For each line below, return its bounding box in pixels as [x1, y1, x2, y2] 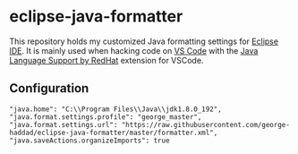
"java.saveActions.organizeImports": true [9, 136, 170, 145]
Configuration [9, 81, 89, 96]
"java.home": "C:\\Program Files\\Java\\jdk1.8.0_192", [9, 105, 222, 114]
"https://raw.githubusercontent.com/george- [121, 120, 291, 129]
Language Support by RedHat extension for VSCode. [9, 55, 204, 65]
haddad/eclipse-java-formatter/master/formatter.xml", [9, 128, 218, 137]
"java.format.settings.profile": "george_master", [9, 112, 202, 122]
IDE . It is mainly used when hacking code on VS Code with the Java [9, 45, 259, 56]
